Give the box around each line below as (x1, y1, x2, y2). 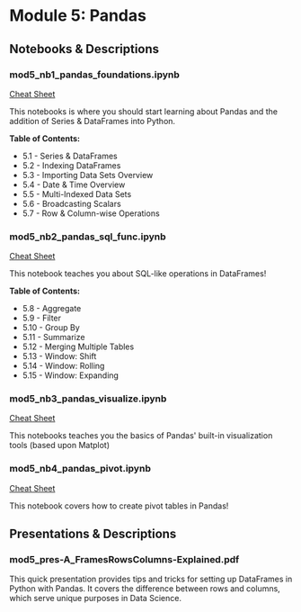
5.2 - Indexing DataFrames (22, 159, 121, 171)
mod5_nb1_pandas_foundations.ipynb (9, 68, 180, 81)
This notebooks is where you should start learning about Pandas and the (9, 105, 279, 117)
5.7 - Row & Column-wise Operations (22, 208, 160, 219)
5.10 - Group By (22, 322, 81, 333)
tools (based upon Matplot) (9, 440, 111, 451)
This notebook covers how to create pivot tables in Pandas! (9, 500, 229, 511)
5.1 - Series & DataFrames (22, 150, 119, 161)
